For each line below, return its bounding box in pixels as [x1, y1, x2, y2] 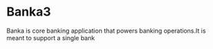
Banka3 [6, 4, 51, 20]
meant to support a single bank [6, 33, 95, 42]
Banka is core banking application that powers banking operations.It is [6, 27, 206, 35]
